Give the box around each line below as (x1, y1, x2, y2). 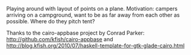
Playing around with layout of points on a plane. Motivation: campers (6, 5, 178, 12)
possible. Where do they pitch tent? (6, 18, 95, 25)
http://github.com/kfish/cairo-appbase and (6, 36, 113, 42)
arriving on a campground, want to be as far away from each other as (6, 11, 180, 19)
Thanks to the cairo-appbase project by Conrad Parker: (6, 29, 145, 36)
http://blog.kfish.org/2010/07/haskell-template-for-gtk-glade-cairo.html (6, 42, 185, 49)
